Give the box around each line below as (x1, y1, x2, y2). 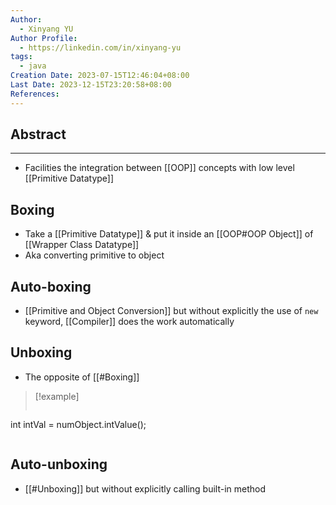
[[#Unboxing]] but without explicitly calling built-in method (24, 482, 266, 495)
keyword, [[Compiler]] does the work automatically (24, 316, 235, 328)
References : (10, 89, 60, 99)
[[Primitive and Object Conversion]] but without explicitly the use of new (24, 305, 319, 317)
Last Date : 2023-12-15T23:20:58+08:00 (10, 80, 172, 90)
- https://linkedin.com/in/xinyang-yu (19, 42, 182, 53)
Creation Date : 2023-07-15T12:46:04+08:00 (10, 71, 190, 81)
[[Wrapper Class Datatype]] (24, 239, 140, 251)
